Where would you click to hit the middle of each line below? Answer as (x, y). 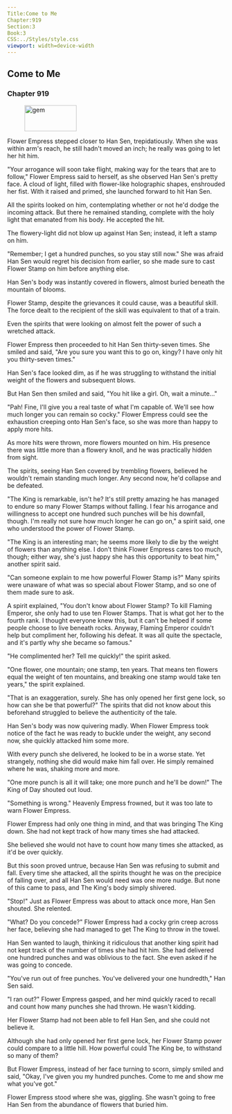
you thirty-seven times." (41, 359)
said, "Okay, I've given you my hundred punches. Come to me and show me (115, 1076)
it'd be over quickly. (35, 852)
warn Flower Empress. (39, 810)
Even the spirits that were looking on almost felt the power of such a (105, 323)
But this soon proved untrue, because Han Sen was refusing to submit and (113, 866)
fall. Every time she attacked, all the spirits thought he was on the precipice (114, 872)
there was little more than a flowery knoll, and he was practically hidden (110, 450)
